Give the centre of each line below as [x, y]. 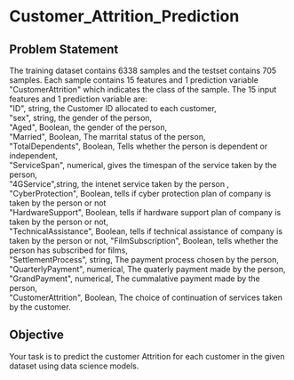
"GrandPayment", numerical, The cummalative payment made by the [135, 279]
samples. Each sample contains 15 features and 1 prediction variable [134, 80]
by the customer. [40, 307]
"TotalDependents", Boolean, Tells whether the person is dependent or [139, 146]
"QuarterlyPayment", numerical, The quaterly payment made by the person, [147, 269]
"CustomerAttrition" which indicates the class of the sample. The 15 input [143, 89]
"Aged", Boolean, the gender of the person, [88, 127]
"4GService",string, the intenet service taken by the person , [119, 184]
